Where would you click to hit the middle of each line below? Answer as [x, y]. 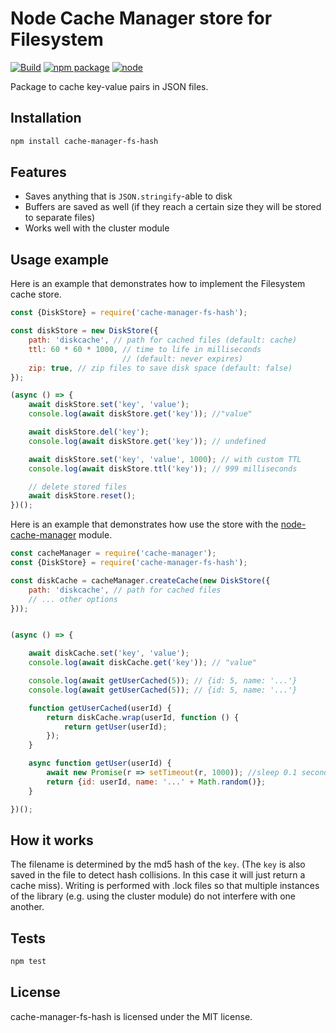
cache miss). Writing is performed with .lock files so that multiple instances [165, 886]
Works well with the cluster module [97, 228]
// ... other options [73, 599]
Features [38, 172]
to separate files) [59, 218]
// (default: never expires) [182, 358]
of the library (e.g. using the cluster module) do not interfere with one [153, 896]
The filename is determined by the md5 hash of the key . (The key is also [158, 864]
